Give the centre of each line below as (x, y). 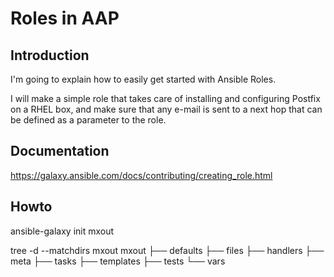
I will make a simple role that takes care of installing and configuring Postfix (165, 98)
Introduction (50, 55)
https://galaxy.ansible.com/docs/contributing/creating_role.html (141, 175)
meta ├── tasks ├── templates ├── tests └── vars (118, 261)
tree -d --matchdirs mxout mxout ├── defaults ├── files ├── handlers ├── (167, 250)
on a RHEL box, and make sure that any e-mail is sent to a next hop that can (166, 109)
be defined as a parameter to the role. (88, 120)
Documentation (60, 151)
